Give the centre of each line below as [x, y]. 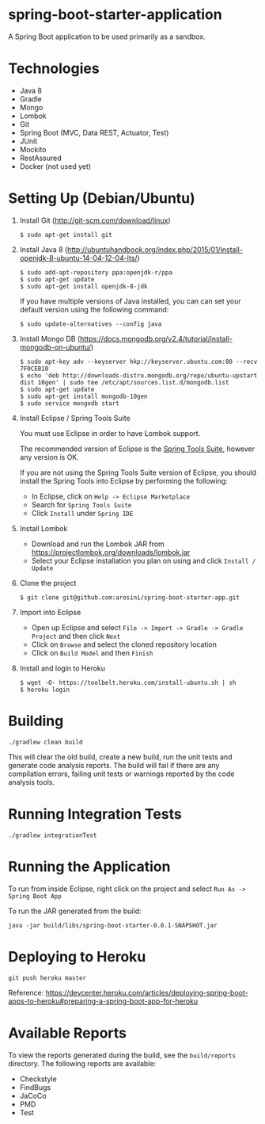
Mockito [33, 149]
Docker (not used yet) [55, 166]
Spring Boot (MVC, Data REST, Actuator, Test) [94, 132]
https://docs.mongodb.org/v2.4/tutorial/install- [156, 338]
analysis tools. [32, 782]
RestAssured [40, 158]
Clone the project [48, 583]
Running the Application [89, 866]
